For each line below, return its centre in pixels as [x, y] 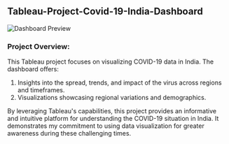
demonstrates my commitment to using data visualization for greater [106, 126]
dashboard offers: [33, 69]
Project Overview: [39, 46]
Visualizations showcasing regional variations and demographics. [112, 98]
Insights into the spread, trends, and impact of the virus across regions [119, 82]
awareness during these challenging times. [69, 134]
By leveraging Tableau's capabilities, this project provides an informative [112, 111]
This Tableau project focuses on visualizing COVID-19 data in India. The [111, 62]
